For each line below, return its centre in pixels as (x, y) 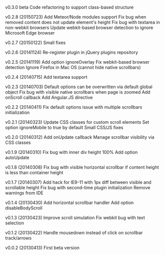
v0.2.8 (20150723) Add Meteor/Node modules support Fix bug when (76, 17)
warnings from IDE (24, 193)
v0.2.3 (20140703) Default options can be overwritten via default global (79, 87)
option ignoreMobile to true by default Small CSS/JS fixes (64, 127)
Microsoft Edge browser (30, 33)
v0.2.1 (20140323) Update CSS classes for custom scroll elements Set (77, 122)
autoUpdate (17, 158)
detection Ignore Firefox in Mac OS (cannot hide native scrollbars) (73, 67)
